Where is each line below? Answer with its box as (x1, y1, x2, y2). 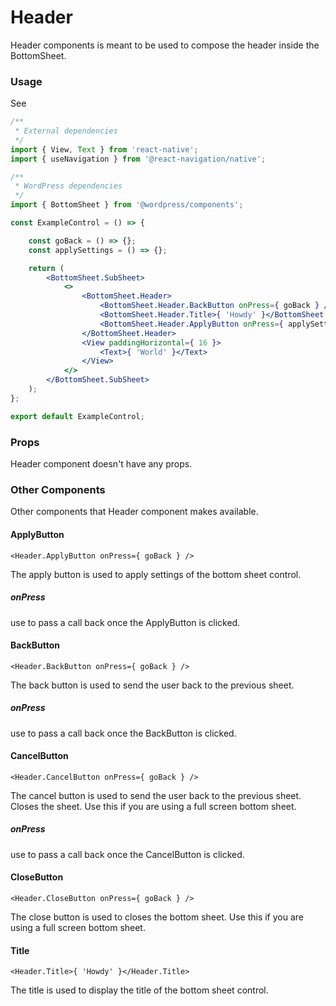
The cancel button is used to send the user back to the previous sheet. (10, 789, 302, 801)
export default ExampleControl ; (10, 411, 145, 421)
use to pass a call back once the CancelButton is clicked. (10, 848, 245, 860)
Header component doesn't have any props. (10, 458, 193, 470)
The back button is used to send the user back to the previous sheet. (10, 679, 295, 691)
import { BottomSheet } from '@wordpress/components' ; (10, 200, 244, 210)
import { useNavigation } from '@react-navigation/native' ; (10, 154, 267, 164)
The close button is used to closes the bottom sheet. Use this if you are (10, 911, 305, 923)
